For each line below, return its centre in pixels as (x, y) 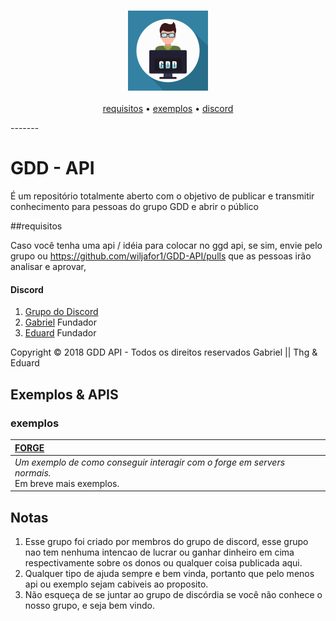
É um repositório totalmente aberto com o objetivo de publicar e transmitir (162, 196)
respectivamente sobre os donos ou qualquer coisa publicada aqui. (163, 563)
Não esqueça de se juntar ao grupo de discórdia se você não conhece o (173, 595)
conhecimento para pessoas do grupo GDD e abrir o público (134, 207)
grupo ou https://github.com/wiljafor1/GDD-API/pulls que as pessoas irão (161, 256)
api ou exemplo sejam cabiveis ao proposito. (116, 584)
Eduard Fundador (60, 333)
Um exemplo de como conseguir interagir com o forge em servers (150, 462)
